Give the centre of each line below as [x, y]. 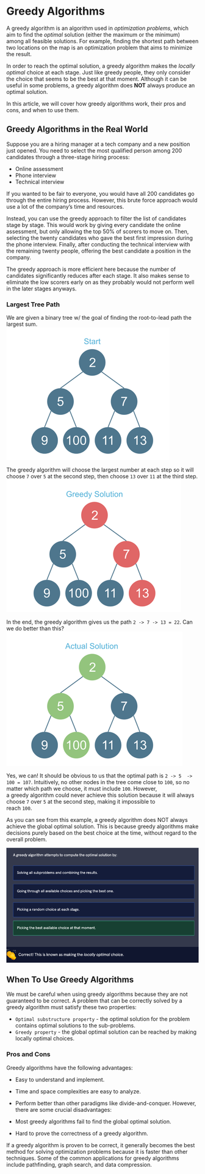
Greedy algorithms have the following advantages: [70, 1068]
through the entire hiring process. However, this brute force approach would [102, 200]
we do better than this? [35, 628]
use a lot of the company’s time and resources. [65, 206]
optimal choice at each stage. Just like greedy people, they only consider [99, 72]
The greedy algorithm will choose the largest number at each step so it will [100, 470]
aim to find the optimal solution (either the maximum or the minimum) [93, 34]
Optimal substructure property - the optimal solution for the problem [103, 1019]
